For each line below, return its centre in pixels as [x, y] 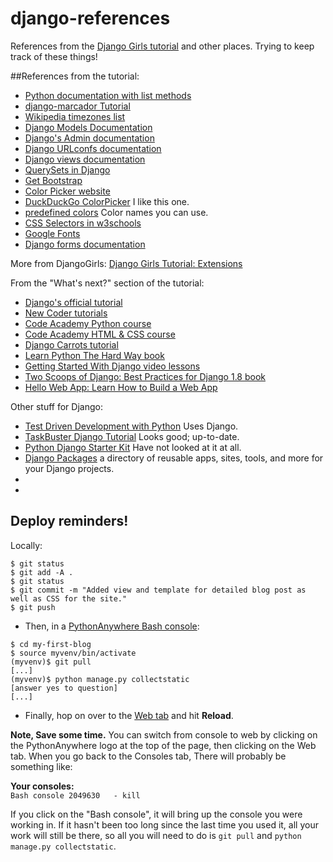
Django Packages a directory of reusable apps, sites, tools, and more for [174, 458]
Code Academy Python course [88, 323]
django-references [90, 18]
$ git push [33, 607]
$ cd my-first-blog [51, 644]
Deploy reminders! [69, 521]
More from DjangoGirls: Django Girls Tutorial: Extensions [126, 263]
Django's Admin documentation [89, 138]
